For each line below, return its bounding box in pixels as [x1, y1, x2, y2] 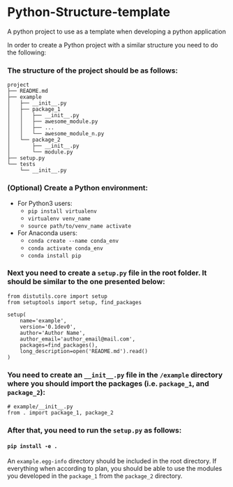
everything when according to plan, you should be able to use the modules [7, 465, 223, 473]
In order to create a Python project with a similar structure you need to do [7, 40, 218, 49]
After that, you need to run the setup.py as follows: [7, 426, 182, 435]
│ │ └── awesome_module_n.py [7, 130, 105, 137]
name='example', [20, 317, 68, 324]
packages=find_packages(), [20, 341, 98, 349]
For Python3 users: [17, 199, 73, 207]
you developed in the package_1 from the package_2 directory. [7, 472, 183, 480]
